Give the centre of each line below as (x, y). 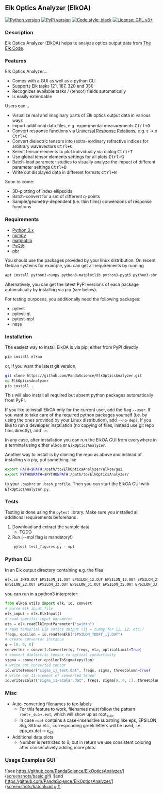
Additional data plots (33, 737)
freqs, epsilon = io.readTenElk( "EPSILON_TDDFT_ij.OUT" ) (64, 634)
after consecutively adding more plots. (58, 748)
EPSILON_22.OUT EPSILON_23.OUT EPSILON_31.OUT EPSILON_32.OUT (69, 585)
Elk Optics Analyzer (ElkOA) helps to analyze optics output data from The (78, 43)
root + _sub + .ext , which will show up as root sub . (66, 715)
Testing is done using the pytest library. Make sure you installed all (72, 512)
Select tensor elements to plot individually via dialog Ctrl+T (72, 152)
